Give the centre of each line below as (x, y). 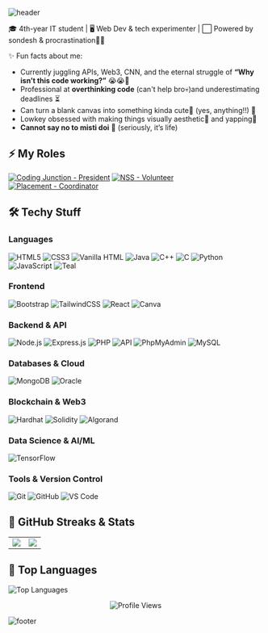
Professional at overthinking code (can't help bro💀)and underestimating (140, 89)
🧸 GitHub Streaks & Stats (72, 522)
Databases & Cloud (46, 363)
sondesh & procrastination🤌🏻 (57, 40)
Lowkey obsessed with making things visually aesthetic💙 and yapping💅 (138, 119)
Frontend (27, 287)
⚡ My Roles (37, 154)
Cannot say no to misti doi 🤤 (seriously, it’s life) (99, 128)
